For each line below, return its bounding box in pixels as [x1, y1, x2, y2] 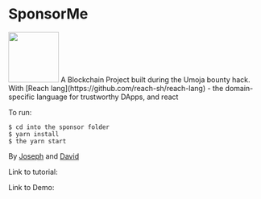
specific [8, 92, 35, 102]
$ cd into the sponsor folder [8, 122, 110, 131]
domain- [225, 83, 254, 93]
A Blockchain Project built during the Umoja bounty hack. [60, 74, 251, 85]
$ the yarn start [8, 137, 67, 145]
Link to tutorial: [8, 167, 58, 176]
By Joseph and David [8, 151, 79, 161]
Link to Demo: [8, 182, 55, 192]
